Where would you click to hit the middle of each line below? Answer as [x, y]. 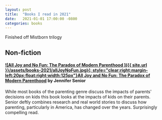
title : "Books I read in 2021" [38, 14]
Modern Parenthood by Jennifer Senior [46, 81]
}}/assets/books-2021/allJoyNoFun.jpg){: [48, 70]
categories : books [24, 23]
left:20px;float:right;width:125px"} [41, 75]
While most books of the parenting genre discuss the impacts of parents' [79, 92]
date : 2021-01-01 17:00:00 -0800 [41, 19]
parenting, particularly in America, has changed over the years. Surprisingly [81, 107]
